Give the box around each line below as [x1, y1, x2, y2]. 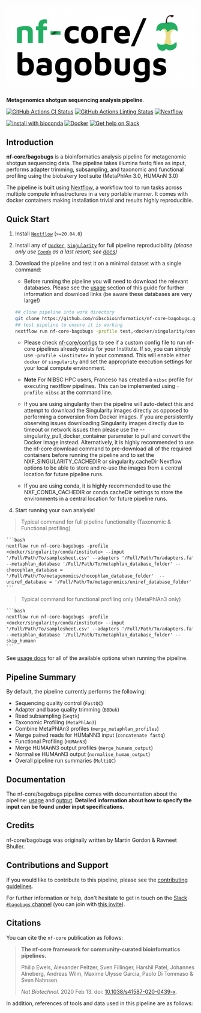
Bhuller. [6, 842, 25, 850]
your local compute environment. [23, 364, 106, 372]
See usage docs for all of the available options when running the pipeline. [6, 655, 188, 662]
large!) [23, 297, 40, 304]
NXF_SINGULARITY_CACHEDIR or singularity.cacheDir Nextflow [23, 458, 182, 465]
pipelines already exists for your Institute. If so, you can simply [37, 345, 191, 352]
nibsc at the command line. [45, 389, 113, 396]
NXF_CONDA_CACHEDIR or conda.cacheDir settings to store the [23, 489, 183, 496]
